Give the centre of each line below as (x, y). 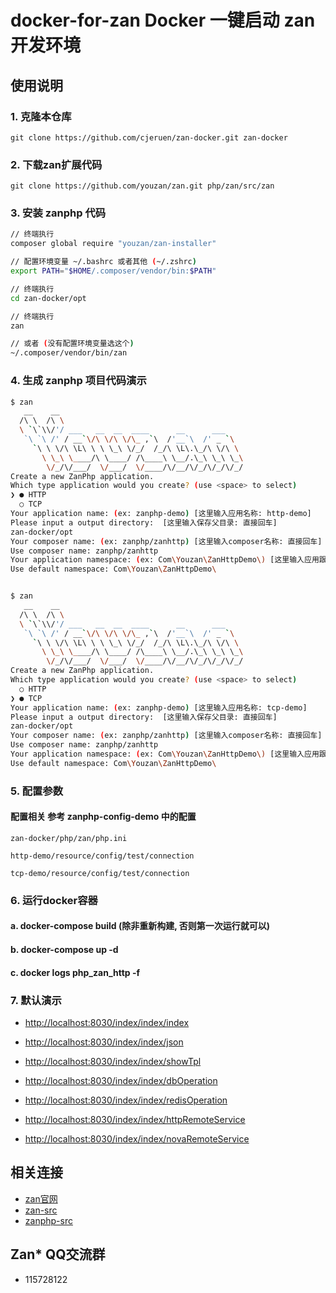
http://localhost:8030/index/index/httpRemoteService (135, 1119)
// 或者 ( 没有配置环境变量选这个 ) (72, 344)
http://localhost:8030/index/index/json (104, 1042)
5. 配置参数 (37, 791)
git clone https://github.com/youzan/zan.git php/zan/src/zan (142, 186)
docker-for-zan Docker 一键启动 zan (163, 20)
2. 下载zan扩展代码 (56, 164)
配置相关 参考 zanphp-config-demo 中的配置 (103, 817)
